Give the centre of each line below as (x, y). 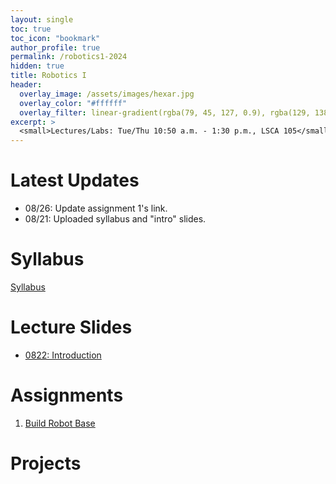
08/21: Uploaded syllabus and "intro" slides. (115, 219)
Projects (46, 463)
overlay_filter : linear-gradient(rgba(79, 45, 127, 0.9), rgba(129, (165, 112)
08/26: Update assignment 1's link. (96, 208)
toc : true (31, 29)
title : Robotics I (48, 76)
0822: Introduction (63, 355)
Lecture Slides (71, 327)
